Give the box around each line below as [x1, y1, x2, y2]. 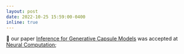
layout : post [6, 8, 38, 15]
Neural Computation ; [6, 41, 57, 48]
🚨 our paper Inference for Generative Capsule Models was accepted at [6, 35, 178, 42]
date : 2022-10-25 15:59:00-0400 [6, 14, 86, 20]
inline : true [6, 19, 38, 25]
